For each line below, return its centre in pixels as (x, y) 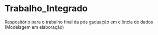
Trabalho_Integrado (46, 9)
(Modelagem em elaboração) (34, 27)
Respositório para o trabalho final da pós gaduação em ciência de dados (79, 22)
